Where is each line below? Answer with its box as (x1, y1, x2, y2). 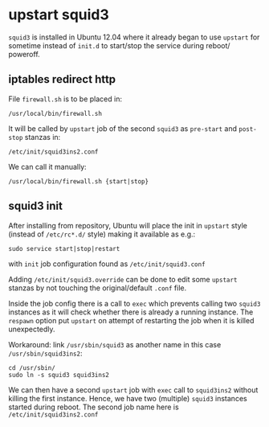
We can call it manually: (8, 162, 87, 171)
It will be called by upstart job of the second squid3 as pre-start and (8, 123, 238, 133)
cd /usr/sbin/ (8, 363, 56, 372)
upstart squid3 (8, 6, 110, 24)
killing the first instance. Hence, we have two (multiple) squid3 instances (8, 393, 247, 403)
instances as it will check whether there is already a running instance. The (8, 307, 254, 317)
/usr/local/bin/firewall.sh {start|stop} (8, 177, 149, 186)
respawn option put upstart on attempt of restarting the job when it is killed (8, 315, 255, 325)
